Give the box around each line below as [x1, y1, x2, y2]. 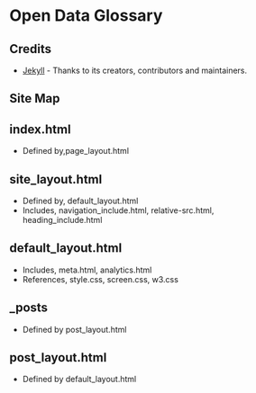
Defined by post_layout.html [22, 324, 127, 335]
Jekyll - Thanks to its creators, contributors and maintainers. [22, 65, 248, 76]
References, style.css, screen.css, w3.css [22, 273, 178, 284]
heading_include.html [22, 215, 103, 226]
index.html [9, 121, 71, 137]
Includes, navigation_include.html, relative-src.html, [22, 205, 215, 216]
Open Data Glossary [9, 5, 163, 26]
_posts [9, 300, 48, 316]
